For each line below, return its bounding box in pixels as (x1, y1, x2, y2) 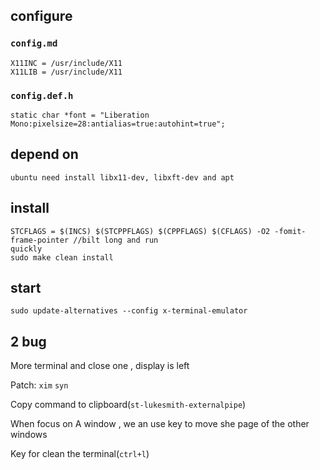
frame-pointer (10, 235, 70, 245)
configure (10, 8, 73, 25)
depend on (10, 146, 79, 163)
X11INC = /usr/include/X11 (10, 58, 123, 68)
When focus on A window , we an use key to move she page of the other (10, 418, 310, 430)
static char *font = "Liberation (10, 110, 150, 120)
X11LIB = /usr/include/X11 (10, 67, 123, 77)
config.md (10, 38, 58, 49)
